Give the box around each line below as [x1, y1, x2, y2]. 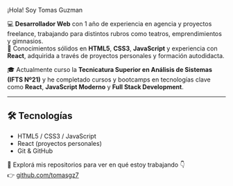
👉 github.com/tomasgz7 [7, 171, 80, 179]
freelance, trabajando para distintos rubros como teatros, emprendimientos [7, 30, 222, 37]
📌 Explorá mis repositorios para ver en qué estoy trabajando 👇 [7, 160, 185, 169]
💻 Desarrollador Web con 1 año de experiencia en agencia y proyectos [7, 20, 212, 28]
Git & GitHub [17, 147, 53, 155]
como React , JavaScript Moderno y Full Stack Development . [7, 83, 184, 91]
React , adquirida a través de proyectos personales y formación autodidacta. [7, 52, 225, 59]
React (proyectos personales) [17, 139, 103, 147]
